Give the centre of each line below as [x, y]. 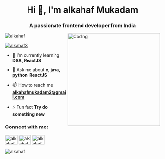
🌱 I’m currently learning [36, 55]
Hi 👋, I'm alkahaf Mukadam [82, 10]
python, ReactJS [30, 75]
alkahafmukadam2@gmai [39, 92]
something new [28, 114]
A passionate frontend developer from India [82, 26]
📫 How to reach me [32, 85]
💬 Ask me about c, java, [36, 70]
